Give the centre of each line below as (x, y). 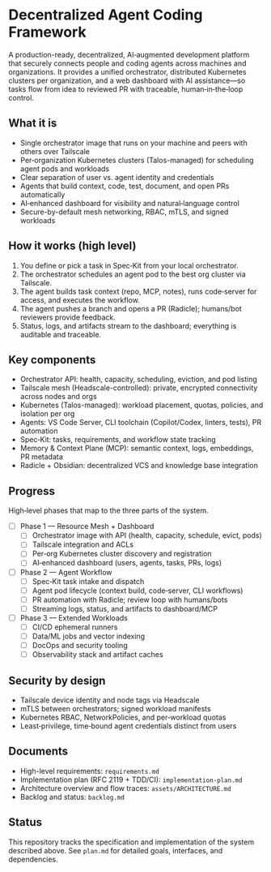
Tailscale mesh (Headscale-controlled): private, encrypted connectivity (139, 388)
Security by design (57, 680)
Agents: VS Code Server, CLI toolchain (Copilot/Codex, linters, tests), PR (141, 423)
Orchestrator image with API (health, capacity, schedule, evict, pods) (147, 535)
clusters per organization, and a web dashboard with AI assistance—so (127, 80)
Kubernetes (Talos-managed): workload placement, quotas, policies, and (142, 405)
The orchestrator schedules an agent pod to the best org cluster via (133, 274)
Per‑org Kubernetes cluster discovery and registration (122, 554)
